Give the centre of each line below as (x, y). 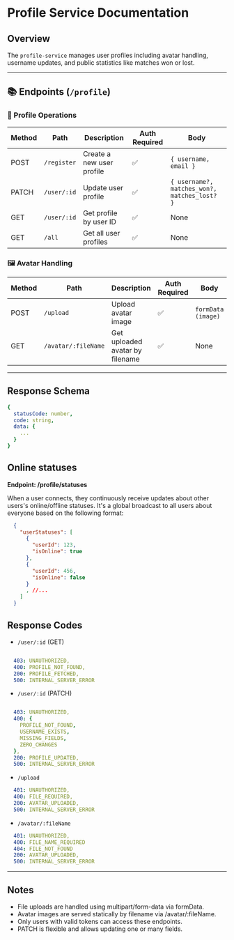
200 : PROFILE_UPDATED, (46, 757)
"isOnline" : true (57, 552)
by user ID (100, 222)
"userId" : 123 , (54, 545)
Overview (29, 39)
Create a (97, 153)
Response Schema (49, 391)
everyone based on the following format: (65, 513)
